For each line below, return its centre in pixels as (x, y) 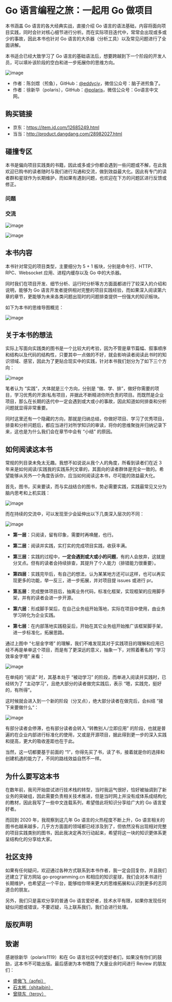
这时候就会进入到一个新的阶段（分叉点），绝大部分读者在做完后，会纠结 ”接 (84, 701)
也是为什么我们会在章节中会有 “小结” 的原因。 (67, 432)
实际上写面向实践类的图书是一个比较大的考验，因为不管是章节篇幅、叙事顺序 (86, 348)
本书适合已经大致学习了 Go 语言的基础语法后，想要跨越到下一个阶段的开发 (84, 56)
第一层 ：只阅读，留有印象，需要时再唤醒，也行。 (64, 535)
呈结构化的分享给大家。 (30, 839)
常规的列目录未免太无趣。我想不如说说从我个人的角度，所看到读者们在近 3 (84, 463)
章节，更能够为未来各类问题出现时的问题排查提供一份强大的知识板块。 (88, 296)
